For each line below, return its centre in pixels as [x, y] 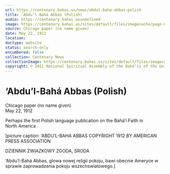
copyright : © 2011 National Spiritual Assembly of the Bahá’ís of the [81, 66]
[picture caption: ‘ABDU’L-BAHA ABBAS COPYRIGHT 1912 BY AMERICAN [81, 136]
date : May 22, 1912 [26, 33]
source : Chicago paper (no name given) [47, 29]
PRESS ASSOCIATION [28, 141]
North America [21, 126]
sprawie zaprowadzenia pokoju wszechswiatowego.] [60, 166]
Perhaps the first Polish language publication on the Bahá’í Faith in [74, 121]
